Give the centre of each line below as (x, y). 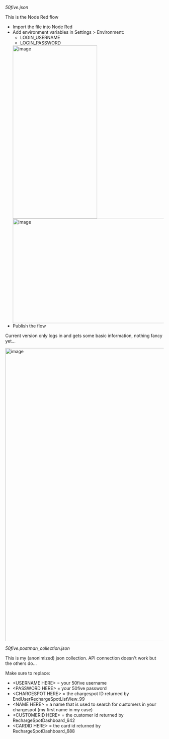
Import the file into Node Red (43, 27)
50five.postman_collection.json (38, 648)
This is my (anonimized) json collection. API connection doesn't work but (81, 658)
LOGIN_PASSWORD (40, 43)
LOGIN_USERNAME (40, 38)
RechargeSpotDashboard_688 (44, 731)
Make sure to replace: (28, 673)
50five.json (17, 7)
